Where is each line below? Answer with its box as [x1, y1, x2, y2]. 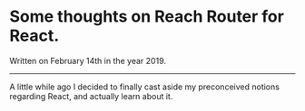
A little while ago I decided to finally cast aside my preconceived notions [9, 81, 280, 92]
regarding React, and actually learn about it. [9, 90, 173, 101]
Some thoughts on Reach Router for [9, 6, 284, 27]
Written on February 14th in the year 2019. [9, 55, 166, 66]
